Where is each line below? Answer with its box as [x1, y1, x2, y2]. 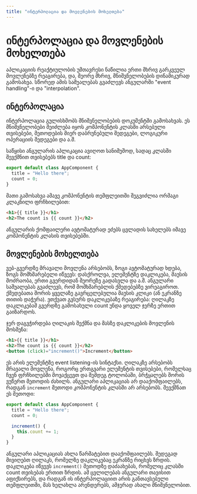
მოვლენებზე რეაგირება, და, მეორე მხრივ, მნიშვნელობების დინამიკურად [6, 72, 190, 79]
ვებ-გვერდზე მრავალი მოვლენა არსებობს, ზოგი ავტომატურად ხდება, [6, 265, 182, 272]
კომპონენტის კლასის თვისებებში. [6, 232, 91, 239]
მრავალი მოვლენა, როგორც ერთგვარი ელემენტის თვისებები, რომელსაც [6, 365, 192, 372]
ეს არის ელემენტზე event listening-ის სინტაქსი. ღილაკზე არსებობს [6, 359, 173, 366]
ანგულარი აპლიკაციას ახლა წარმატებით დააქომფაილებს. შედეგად [6, 450, 178, 458]
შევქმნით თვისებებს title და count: [6, 153, 91, 161]
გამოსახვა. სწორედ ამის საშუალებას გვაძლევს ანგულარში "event [6, 78, 172, 85]
